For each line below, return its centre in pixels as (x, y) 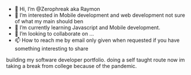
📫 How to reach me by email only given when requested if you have (97, 40)
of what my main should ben (49, 21)
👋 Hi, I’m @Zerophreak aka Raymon (57, 9)
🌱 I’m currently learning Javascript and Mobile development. (87, 27)
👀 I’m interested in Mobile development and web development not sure (100, 15)
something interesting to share (52, 49)
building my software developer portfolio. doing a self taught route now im (95, 60)
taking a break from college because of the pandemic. (71, 66)
